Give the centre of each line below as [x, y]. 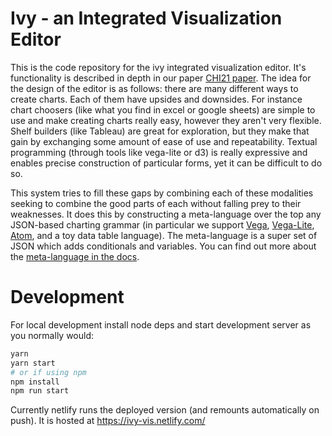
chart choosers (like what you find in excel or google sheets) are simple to [163, 109]
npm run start [40, 391]
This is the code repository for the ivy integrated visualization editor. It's [158, 67]
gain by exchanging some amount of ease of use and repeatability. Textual [164, 141]
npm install [35, 382]
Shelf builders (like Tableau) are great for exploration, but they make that [160, 131]
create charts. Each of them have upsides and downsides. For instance [156, 99]
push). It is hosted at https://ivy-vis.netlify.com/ [108, 421]
